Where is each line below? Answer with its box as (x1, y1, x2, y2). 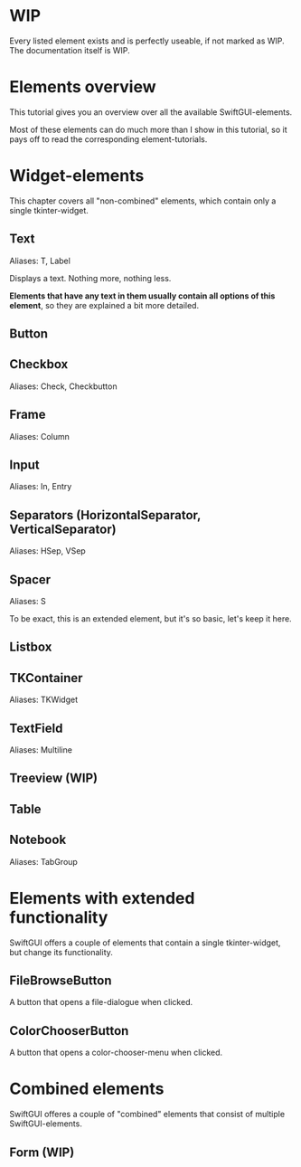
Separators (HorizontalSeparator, (9, 508, 202, 523)
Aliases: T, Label (9, 255, 71, 266)
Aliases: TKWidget (9, 694, 79, 706)
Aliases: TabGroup (9, 856, 79, 867)
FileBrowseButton (9, 973, 112, 989)
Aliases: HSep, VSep (9, 546, 86, 556)
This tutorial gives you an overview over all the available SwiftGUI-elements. (9, 106, 293, 118)
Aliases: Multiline (9, 745, 72, 755)
